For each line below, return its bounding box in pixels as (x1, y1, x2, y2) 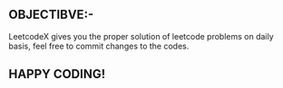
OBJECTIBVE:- (8, 7, 94, 22)
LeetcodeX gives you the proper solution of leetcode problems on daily (8, 31, 274, 41)
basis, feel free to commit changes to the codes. (8, 40, 190, 51)
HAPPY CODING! (8, 66, 106, 82)
